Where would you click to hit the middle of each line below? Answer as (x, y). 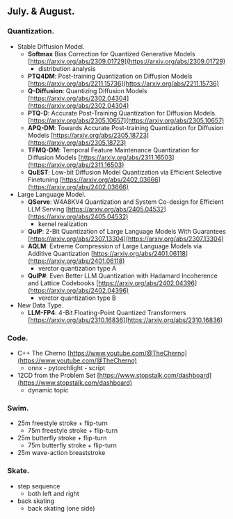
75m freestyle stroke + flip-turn (73, 431)
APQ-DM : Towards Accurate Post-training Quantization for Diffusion (126, 127)
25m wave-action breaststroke (61, 453)
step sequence (39, 486)
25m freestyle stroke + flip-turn (62, 423)
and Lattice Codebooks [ (63, 283)
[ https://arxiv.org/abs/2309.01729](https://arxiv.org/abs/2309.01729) (127, 61)
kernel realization (63, 224)
